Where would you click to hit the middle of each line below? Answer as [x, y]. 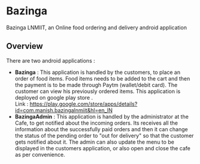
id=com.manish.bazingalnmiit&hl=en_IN [64, 110]
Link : [21, 104]
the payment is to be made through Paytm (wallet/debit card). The [96, 85]
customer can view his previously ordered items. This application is [98, 91]
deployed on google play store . [54, 97]
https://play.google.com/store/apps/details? [84, 104]
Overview [25, 46]
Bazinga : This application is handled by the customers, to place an [98, 72]
